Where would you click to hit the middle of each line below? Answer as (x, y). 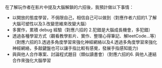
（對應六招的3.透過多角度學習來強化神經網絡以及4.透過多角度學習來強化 (85, 42)
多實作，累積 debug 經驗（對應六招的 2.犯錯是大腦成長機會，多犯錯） (82, 30)
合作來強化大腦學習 (32, 60)
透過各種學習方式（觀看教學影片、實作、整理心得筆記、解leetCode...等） (85, 36)
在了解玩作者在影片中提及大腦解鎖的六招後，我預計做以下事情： (69, 7)
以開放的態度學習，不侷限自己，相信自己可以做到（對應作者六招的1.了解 (84, 18)
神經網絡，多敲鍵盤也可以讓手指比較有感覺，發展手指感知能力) (75, 48)
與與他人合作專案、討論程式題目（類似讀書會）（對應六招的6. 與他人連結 (84, 54)
